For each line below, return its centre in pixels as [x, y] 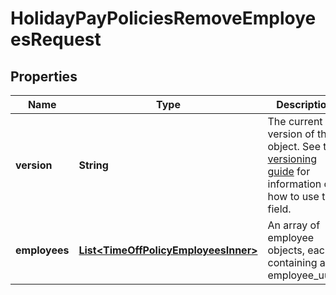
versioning [292, 159]
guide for [289, 171]
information [294, 184]
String [93, 165]
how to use [293, 196]
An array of [294, 225]
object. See [294, 146]
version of [291, 134]
